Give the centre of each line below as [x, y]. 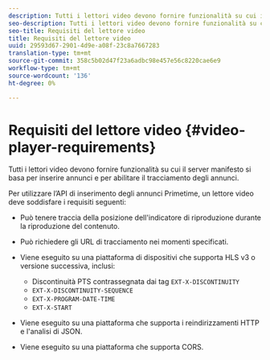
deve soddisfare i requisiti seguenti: [67, 202]
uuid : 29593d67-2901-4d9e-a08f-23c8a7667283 [84, 46]
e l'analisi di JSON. [51, 332]
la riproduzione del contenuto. [70, 226]
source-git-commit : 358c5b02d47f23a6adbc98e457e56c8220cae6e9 [115, 61]
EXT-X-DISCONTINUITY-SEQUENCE [83, 291]
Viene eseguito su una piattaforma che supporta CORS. [112, 347]
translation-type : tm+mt [50, 53]
